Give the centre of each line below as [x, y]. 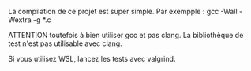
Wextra [20, 20]
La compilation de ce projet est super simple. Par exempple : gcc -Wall [123, 11]
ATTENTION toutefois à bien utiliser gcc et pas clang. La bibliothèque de [126, 35]
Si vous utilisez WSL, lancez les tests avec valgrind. [92, 59]
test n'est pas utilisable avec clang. [65, 43]
